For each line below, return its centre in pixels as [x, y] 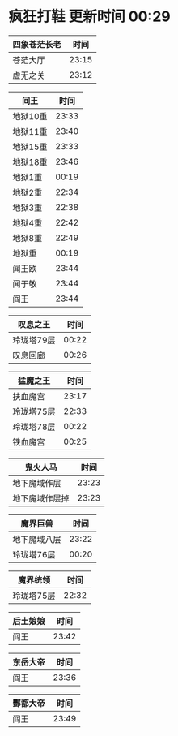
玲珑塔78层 [34, 427]
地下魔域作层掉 [41, 498]
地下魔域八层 [37, 539]
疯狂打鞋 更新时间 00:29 [90, 17]
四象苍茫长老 [37, 44]
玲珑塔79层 [34, 340]
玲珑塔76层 [34, 554]
